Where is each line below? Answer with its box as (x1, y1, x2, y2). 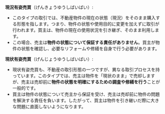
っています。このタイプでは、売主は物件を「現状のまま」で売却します (12, 73, 155, 78)
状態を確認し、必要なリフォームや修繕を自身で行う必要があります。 (21, 46, 160, 51)
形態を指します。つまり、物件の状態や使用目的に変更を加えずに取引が (16, 21, 160, 27)
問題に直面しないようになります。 (16, 104, 86, 110)
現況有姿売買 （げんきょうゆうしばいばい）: (5, 4, 94, 10)
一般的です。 (12, 85, 39, 91)
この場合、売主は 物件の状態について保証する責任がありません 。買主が (12, 39, 156, 45)
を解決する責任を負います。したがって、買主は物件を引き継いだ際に (12, 98, 151, 103)
